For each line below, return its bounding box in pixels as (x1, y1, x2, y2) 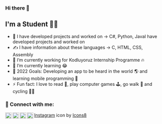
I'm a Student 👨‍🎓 (5, 20, 58, 29)
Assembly (12, 51, 34, 57)
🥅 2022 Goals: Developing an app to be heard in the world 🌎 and (12, 68, 147, 74)
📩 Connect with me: (5, 100, 54, 107)
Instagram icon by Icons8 (34, 112, 87, 118)
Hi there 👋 (5, 5, 30, 12)
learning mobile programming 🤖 (12, 75, 78, 81)
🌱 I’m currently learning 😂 (12, 62, 68, 68)
